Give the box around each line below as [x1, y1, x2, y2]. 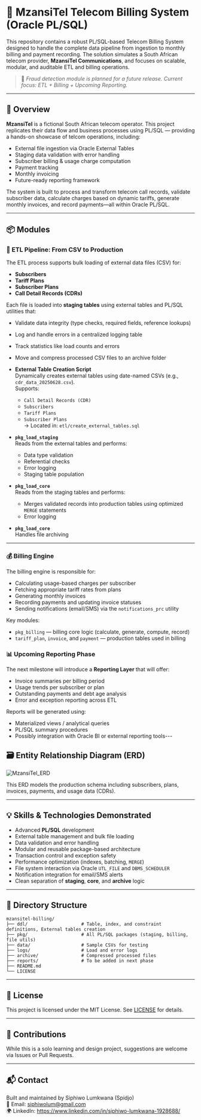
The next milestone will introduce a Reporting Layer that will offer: [6, 666, 170, 673]
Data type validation [23, 452, 74, 459]
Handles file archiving [14, 531, 69, 538]
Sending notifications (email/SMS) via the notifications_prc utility [14, 605, 179, 612]
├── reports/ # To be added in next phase [6, 958, 154, 964]
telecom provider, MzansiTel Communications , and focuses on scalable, [6, 57, 187, 64]
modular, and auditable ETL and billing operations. [6, 63, 130, 71]
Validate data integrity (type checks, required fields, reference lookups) [14, 319, 191, 327]
